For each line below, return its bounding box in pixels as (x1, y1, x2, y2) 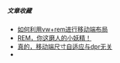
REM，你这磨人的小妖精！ (17, 33, 92, 42)
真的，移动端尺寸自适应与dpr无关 (17, 42, 113, 51)
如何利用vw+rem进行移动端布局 (17, 25, 108, 33)
